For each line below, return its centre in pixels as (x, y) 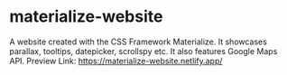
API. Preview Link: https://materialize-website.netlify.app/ (116, 61)
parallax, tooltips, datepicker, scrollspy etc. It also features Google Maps (143, 51)
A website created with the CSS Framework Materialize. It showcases (139, 42)
